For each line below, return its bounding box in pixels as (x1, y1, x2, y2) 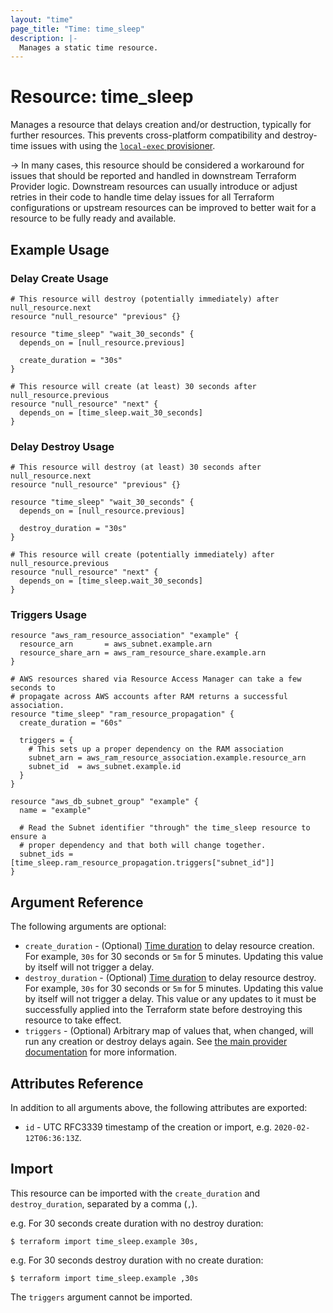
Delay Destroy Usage (10, 439, 115, 453)
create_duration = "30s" (19, 355, 123, 365)
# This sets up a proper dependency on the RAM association (28, 744, 284, 755)
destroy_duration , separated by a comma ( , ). (10, 1197, 198, 1210)
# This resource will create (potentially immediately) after (10, 550, 275, 560)
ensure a (10, 832, 47, 842)
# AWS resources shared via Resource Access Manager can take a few (10, 674, 302, 685)
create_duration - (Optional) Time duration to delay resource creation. (24, 940, 315, 952)
